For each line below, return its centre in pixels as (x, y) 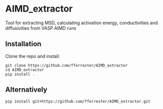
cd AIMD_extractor (25, 70)
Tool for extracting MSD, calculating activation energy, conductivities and (81, 23)
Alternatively (26, 90)
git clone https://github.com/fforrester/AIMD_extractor (67, 65)
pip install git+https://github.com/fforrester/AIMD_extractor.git (78, 101)
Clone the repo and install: (33, 56)
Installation (23, 44)
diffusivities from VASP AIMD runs (41, 28)
